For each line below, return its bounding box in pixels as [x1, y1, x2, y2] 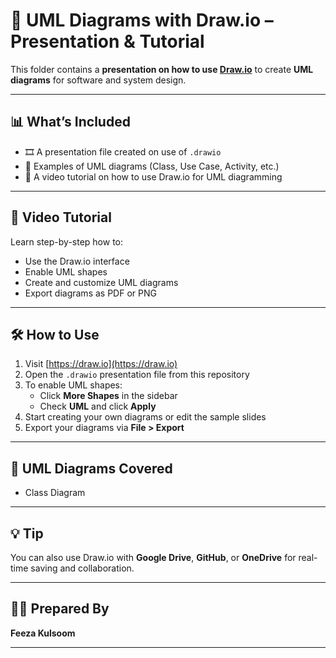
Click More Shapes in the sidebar [39, 390, 178, 402]
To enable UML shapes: [24, 379, 123, 391]
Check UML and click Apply [39, 400, 157, 413]
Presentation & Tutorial [10, 30, 205, 53]
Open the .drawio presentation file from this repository [24, 369, 250, 381]
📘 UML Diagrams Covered [10, 460, 173, 477]
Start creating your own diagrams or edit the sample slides [24, 411, 267, 423]
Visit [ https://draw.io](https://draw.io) [24, 358, 178, 370]
